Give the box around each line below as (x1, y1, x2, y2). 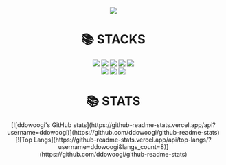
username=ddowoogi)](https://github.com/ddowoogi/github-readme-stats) (7, 128, 220, 136)
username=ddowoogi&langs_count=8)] (58, 142, 169, 151)
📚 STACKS (81, 32, 146, 47)
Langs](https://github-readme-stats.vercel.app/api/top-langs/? (33, 135, 212, 144)
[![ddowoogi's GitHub (11, 120, 72, 129)
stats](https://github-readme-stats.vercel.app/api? (73, 120, 216, 129)
